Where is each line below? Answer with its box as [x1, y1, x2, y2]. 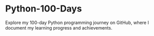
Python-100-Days [5, 3, 82, 14]
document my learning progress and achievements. [5, 24, 113, 30]
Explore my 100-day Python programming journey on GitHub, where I [5, 19, 149, 25]
